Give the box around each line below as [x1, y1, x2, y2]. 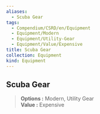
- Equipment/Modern [11, 31, 59, 36]
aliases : [6, 8, 28, 15]
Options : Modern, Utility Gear [20, 95, 94, 102]
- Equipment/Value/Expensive [11, 42, 83, 48]
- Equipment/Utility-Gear [11, 36, 75, 42]
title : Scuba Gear [6, 47, 51, 53]
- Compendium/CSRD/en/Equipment [11, 25, 91, 31]
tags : [6, 19, 19, 25]
